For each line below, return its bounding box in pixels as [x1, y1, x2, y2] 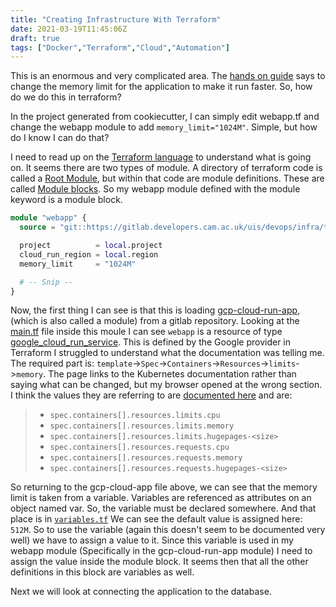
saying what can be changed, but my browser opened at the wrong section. [10, 379, 323, 391]
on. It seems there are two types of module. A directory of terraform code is [10, 162, 323, 174]
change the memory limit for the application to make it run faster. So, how [10, 81, 313, 93]
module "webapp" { [10, 213, 87, 223]
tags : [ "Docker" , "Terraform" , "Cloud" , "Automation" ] [10, 42, 230, 53]
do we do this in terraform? [10, 91, 122, 103]
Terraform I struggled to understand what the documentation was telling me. [10, 347, 325, 359]
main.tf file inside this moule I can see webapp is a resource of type [10, 326, 283, 338]
